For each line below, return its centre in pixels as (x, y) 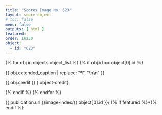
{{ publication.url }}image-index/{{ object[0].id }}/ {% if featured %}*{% (81, 102)
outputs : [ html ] (25, 29)
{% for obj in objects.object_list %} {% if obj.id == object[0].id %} (74, 62)
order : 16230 (19, 39)
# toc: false (19, 19)
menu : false (18, 24)
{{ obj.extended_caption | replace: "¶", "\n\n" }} (55, 73)
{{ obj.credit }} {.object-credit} (37, 82)
